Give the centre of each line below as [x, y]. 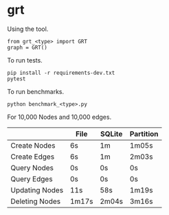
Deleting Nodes [35, 201]
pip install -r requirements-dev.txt [61, 73]
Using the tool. [28, 29]
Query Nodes [32, 168]
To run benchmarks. [36, 91]
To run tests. [25, 60]
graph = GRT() [27, 47]
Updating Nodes [37, 190]
